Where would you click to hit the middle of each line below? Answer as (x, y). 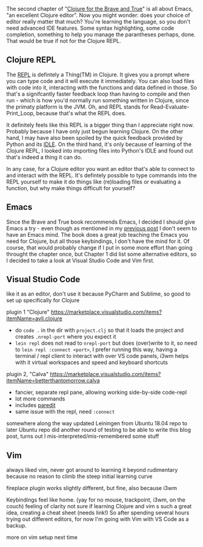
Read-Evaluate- (170, 107)
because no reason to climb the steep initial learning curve (79, 476)
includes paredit (35, 405)
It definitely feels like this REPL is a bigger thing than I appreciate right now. (100, 125)
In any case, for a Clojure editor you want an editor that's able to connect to (101, 168)
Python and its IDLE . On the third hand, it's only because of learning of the (99, 144)
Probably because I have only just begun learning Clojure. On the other (95, 131)
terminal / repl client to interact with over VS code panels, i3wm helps (102, 356)
